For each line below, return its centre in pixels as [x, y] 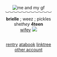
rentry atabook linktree [28, 44]
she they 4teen [28, 24]
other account [28, 50]
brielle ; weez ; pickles [28, 19]
